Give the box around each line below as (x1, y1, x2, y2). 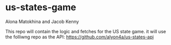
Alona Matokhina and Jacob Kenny (5, 18, 79, 25)
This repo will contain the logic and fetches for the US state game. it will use (5, 28, 166, 34)
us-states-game (5, 2, 77, 13)
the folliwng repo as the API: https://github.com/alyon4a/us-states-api (5, 34, 154, 40)
